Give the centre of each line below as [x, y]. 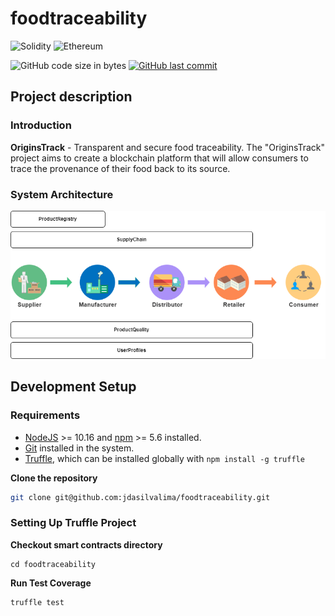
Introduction [41, 125]
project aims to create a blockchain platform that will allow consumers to [159, 158]
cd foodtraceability [53, 564]
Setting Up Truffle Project [73, 523]
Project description [71, 97]
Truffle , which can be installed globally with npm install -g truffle [164, 458]
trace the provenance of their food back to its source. [120, 168]
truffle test [37, 602]
